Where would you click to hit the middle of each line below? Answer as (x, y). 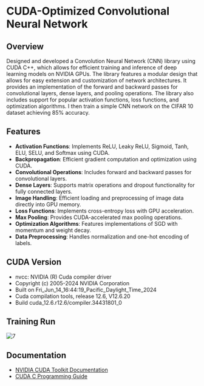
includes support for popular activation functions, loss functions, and (93, 100)
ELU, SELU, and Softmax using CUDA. (63, 152)
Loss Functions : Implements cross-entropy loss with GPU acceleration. (104, 211)
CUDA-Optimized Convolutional (88, 11)
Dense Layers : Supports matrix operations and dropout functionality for (105, 185)
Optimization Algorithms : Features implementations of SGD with (96, 223)
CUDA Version (34, 262)
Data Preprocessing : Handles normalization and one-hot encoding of (102, 236)
